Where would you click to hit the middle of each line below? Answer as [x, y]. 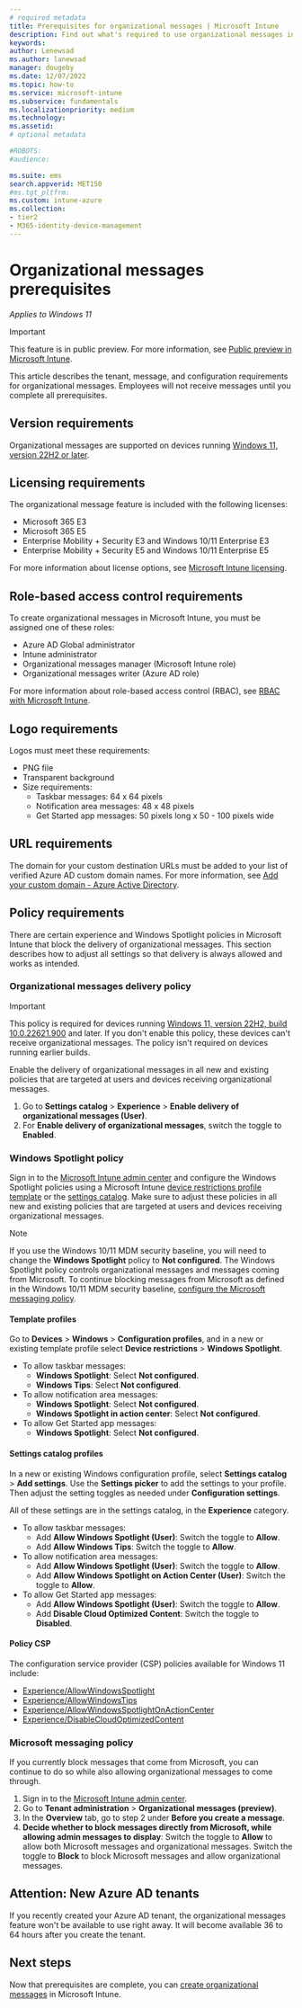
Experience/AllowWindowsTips [80, 1700]
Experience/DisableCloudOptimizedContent [103, 1719]
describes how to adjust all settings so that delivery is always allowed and [146, 953]
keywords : [28, 43]
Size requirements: [57, 787]
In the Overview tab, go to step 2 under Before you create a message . [154, 1818]
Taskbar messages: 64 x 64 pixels [99, 796]
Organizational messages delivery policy [100, 986]
